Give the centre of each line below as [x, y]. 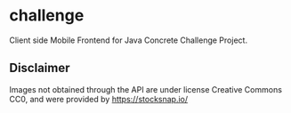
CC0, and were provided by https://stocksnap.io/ [99, 99]
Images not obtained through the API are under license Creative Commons [146, 89]
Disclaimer [40, 68]
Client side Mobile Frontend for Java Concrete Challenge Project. [128, 40]
